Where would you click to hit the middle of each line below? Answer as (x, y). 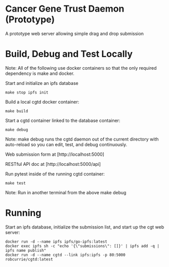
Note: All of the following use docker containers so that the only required (81, 68)
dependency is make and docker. (40, 73)
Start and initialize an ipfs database (42, 83)
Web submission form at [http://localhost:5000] (55, 154)
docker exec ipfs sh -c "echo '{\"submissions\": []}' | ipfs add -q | (82, 246)
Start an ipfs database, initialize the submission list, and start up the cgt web (85, 227)
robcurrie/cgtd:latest (29, 259)
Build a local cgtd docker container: (42, 102)
